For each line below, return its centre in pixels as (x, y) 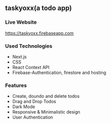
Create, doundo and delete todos (46, 96)
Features (16, 85)
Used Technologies (29, 46)
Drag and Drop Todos (34, 102)
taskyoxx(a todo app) (39, 8)
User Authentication (33, 117)
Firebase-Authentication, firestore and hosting (59, 72)
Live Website (21, 22)
